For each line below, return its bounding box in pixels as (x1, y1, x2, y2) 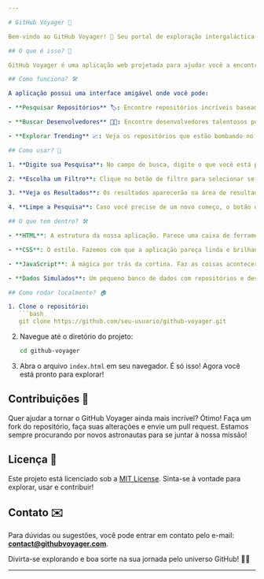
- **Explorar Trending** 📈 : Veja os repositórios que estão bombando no (8, 132, 254, 140)
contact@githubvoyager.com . (8, 539, 108, 548)
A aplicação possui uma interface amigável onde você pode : (8, 90, 210, 98)
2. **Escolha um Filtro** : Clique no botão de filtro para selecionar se (8, 175, 255, 183)
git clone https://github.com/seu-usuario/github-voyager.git (18, 317, 226, 325)
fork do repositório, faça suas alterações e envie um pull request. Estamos (8, 421, 249, 431)
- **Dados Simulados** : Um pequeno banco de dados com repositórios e (8, 274, 244, 282)
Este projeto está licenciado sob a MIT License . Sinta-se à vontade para (8, 473, 241, 483)
